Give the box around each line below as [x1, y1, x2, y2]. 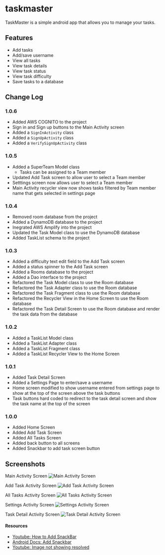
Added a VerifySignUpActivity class [12, 140, 87, 146]
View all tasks [12, 58, 41, 63]
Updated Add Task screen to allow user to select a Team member [12, 174, 146, 180]
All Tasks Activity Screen [5, 492, 56, 498]
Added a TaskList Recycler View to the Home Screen [12, 351, 120, 357]
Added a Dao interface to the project [12, 274, 87, 280]
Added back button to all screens [12, 440, 80, 446]
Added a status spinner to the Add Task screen [12, 264, 108, 270]
